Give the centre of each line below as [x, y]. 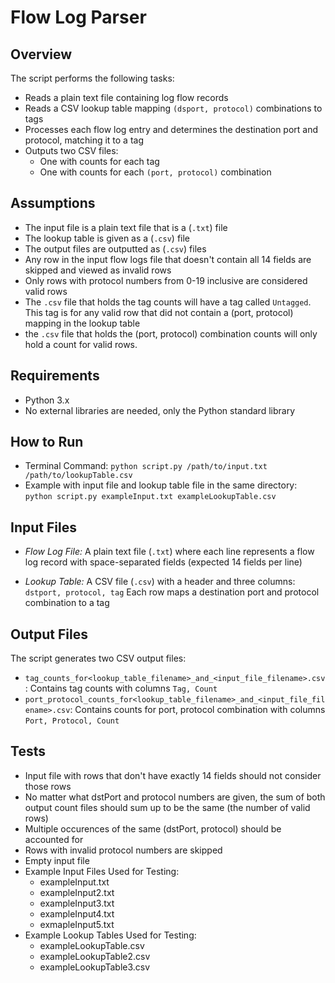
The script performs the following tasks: [92, 78]
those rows [48, 786]
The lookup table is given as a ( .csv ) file [107, 238]
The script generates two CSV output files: [98, 658]
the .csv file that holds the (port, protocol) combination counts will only [171, 333]
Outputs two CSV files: [71, 150]
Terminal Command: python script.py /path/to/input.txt [146, 466]
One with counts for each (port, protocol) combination [155, 172]
